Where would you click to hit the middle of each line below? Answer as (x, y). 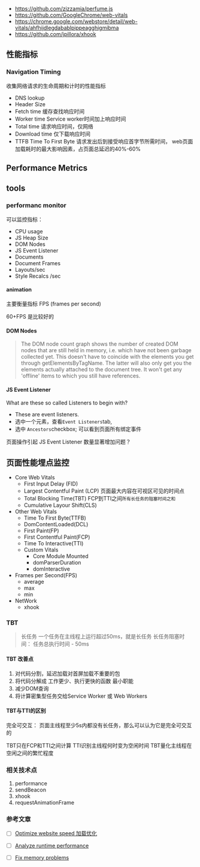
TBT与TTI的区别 (26, 711)
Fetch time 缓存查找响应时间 (50, 111)
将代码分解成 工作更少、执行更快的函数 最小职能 (74, 681)
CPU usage (29, 231)
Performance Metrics (47, 168)
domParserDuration (57, 563)
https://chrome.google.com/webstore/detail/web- (76, 21)
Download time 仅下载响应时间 (53, 134)
